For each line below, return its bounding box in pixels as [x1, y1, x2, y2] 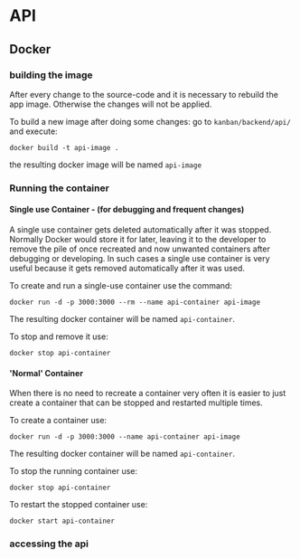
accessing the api [9, 537, 89, 550]
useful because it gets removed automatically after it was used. [9, 263, 246, 273]
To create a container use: [9, 415, 107, 426]
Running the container [9, 182, 110, 194]
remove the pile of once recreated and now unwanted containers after [9, 243, 271, 254]
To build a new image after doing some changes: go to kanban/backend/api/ [9, 116, 291, 127]
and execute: [9, 126, 58, 137]
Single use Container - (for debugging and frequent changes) [9, 204, 245, 215]
